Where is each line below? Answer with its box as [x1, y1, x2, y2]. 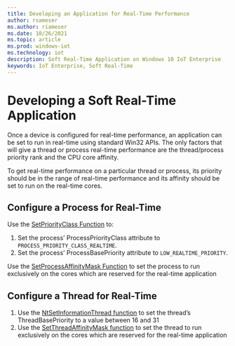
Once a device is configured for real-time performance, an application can [7, 130, 222, 139]
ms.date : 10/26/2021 [7, 29, 68, 37]
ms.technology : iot [7, 50, 65, 57]
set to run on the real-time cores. [7, 181, 103, 190]
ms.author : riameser [7, 23, 68, 30]
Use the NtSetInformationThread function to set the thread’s [17, 309, 191, 317]
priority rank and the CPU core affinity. [7, 153, 119, 161]
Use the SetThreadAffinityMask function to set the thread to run [17, 324, 202, 332]
